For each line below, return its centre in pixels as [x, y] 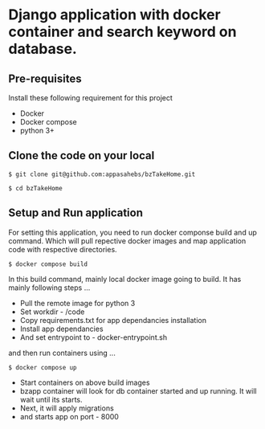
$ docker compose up [43, 367]
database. [43, 49]
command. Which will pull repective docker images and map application [127, 241]
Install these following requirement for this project [90, 98]
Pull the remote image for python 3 [77, 303]
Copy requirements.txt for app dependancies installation [113, 320]
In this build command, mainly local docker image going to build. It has [125, 279]
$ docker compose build [48, 264]
